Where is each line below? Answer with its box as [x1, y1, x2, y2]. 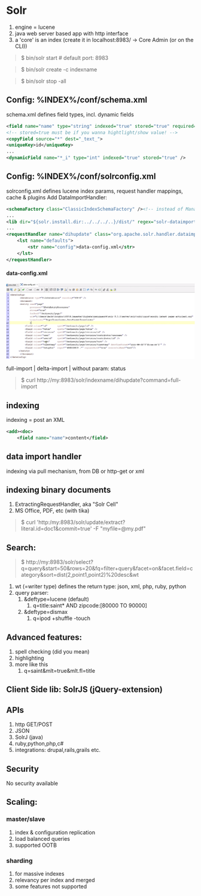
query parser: [14, 589, 49, 597]
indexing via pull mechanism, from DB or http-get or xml [6, 468, 145, 475]
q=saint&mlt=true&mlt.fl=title [23, 667, 96, 674]
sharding [6, 856, 33, 865]
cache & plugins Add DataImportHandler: [6, 193, 108, 201]
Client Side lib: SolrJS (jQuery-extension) [6, 685, 163, 695]
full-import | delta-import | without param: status [6, 365, 126, 372]
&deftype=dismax [23, 609, 68, 616]
